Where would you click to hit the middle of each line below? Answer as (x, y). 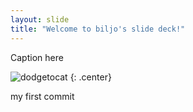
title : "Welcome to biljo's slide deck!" (98, 29)
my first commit (42, 96)
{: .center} (90, 77)
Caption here (37, 57)
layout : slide (40, 19)
